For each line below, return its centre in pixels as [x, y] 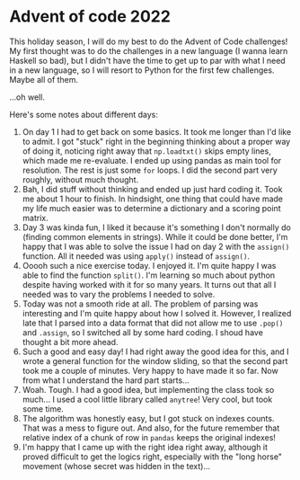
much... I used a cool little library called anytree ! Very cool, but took [147, 399]
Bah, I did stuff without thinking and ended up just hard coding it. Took [152, 189]
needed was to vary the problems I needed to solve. [119, 294]
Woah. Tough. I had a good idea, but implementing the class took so [148, 389]
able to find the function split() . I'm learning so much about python [149, 275]
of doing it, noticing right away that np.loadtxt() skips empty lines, [146, 151]
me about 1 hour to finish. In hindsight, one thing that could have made [153, 199]
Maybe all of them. [44, 79]
